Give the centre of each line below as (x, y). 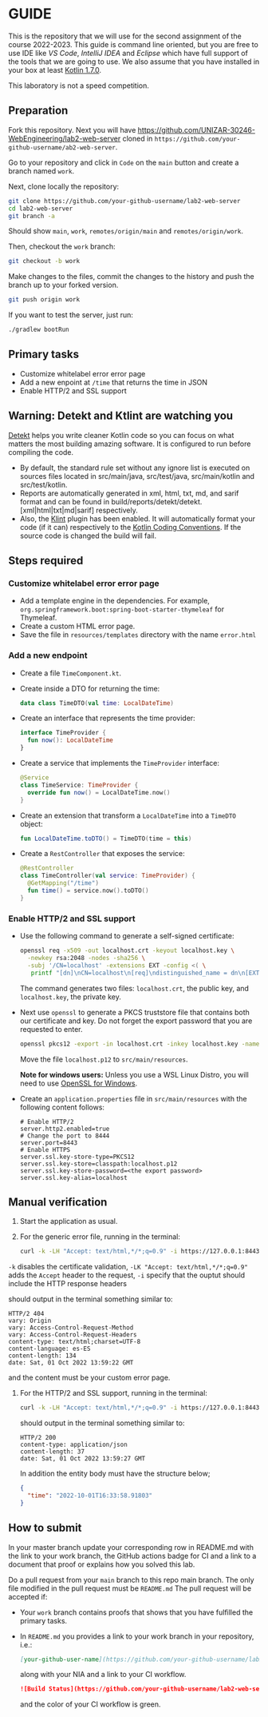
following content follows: (62, 1107)
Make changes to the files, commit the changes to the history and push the (131, 277)
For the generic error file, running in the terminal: (100, 1237)
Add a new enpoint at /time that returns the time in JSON (114, 382)
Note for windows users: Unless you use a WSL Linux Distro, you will (134, 1074)
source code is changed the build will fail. (88, 536)
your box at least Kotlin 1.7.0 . (55, 70)
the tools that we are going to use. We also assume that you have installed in (134, 62)
